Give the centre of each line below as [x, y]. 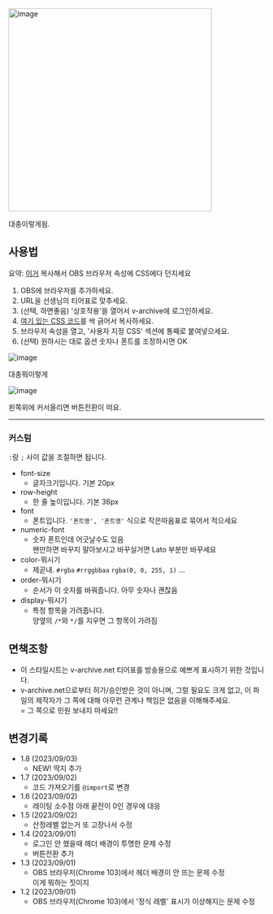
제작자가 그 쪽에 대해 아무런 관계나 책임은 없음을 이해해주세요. [133, 700]
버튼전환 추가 [53, 853]
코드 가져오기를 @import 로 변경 [81, 786]
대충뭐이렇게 [28, 374]
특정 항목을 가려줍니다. [68, 611]
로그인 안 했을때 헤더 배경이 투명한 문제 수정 [102, 843]
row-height [39, 492]
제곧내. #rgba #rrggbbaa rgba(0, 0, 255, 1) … [108, 570]
